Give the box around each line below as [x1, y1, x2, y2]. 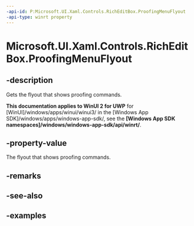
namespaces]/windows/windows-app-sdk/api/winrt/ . [6, 121, 142, 128]
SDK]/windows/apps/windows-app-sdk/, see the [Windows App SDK [6, 115, 176, 122]
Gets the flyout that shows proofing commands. [6, 91, 122, 98]
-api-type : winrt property [6, 14, 73, 20]
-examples [6, 211, 47, 221]
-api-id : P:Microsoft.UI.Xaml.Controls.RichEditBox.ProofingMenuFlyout [6, 8, 186, 15]
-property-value [6, 138, 67, 148]
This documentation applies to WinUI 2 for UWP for [6, 102, 134, 109]
